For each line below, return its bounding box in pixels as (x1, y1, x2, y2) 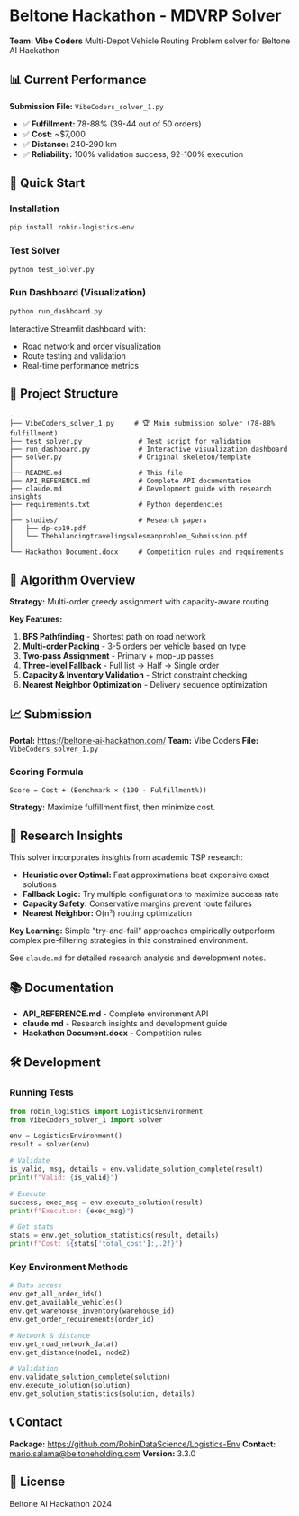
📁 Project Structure (9, 386, 119, 402)
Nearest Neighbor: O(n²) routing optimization (22, 908, 192, 919)
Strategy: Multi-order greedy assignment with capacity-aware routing (9, 596, 270, 607)
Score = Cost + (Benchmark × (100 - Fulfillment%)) (9, 786, 207, 795)
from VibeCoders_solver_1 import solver (9, 1115, 164, 1125)
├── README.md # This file (9, 469, 183, 478)
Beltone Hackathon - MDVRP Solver (9, 5, 282, 26)
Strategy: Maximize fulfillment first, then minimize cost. (9, 801, 216, 813)
